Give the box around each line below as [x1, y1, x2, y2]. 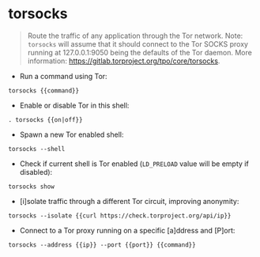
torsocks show [8, 183, 55, 191]
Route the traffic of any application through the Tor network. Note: [27, 31, 243, 40]
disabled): [19, 167, 53, 176]
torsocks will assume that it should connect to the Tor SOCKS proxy [27, 39, 249, 48]
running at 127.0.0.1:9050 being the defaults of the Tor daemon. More [27, 47, 253, 57]
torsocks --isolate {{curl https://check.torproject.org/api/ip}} [8, 211, 232, 220]
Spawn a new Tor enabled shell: [19, 130, 124, 139]
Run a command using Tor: [19, 71, 108, 81]
